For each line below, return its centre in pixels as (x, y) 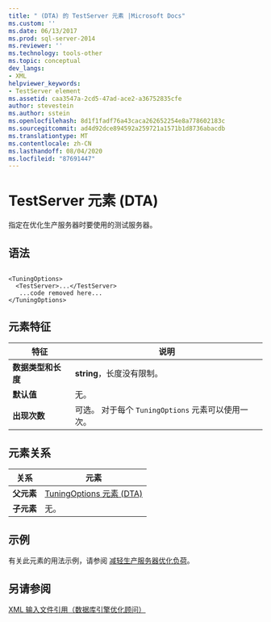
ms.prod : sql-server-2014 (52, 38)
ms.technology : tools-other (56, 53)
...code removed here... (61, 293)
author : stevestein (41, 106)
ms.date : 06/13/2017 (43, 31)
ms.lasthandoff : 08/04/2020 (56, 151)
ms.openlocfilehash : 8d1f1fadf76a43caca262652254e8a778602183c (117, 121)
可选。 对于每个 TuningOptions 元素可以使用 (157, 410)
